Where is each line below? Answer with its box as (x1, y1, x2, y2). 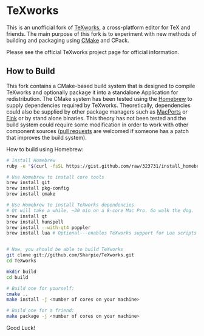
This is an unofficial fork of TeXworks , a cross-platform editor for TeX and (6, 24, 191, 31)
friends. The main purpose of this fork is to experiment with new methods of (6, 30, 197, 37)
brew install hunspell (6, 219, 64, 225)
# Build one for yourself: (6, 285, 75, 292)
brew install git (6, 180, 50, 186)
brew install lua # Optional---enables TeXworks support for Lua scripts (6, 230, 197, 236)
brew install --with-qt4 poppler (6, 224, 91, 231)
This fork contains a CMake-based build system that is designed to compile (6, 82, 195, 89)
